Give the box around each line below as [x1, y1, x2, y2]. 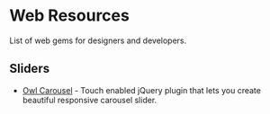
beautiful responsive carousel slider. [22, 94, 157, 105]
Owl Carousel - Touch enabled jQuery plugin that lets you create [22, 84, 261, 95]
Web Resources [9, 5, 130, 26]
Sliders [9, 61, 50, 76]
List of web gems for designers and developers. [9, 35, 187, 46]
